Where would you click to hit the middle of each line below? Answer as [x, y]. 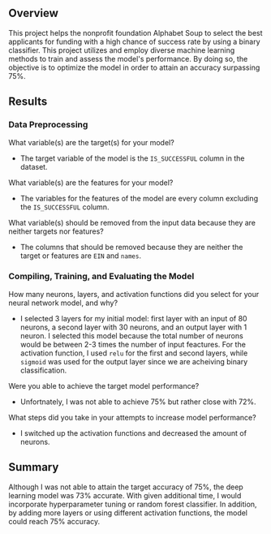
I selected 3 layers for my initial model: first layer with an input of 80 [133, 318]
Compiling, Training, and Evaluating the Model [101, 277]
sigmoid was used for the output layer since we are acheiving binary [134, 361]
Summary [34, 467]
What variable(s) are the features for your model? [91, 183]
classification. [43, 370]
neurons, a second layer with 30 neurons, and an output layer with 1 [133, 327]
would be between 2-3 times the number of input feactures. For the [133, 344]
